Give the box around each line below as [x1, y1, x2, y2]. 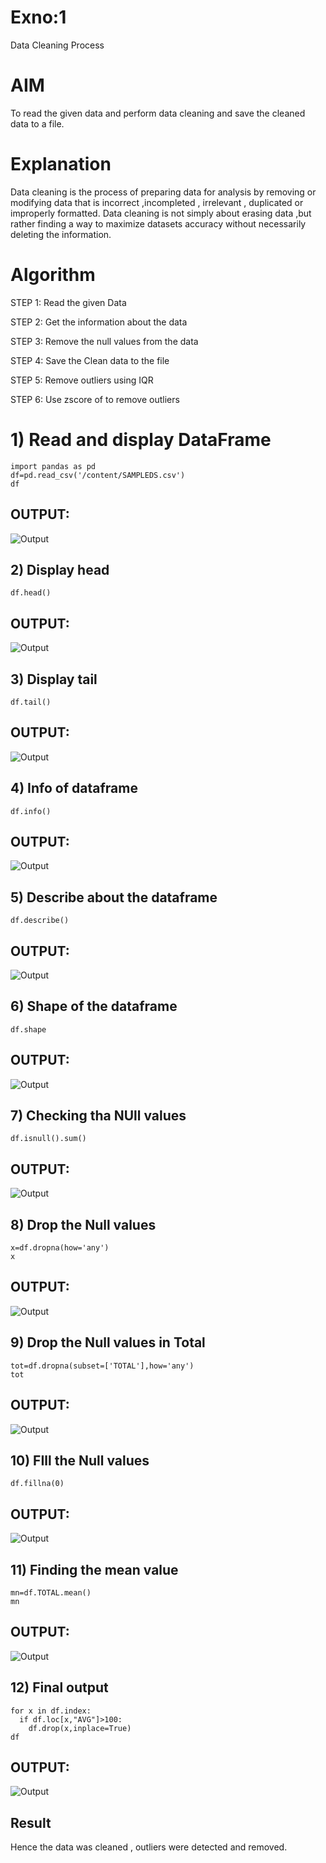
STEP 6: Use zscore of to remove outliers [10, 393, 180, 405]
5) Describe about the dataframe [10, 889, 218, 906]
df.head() [10, 588, 52, 598]
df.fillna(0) [10, 1479, 65, 1489]
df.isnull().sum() [10, 1134, 87, 1144]
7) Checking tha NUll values [10, 1107, 187, 1125]
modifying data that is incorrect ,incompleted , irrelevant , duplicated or [10, 196, 304, 208]
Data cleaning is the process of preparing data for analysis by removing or [10, 186, 317, 198]
